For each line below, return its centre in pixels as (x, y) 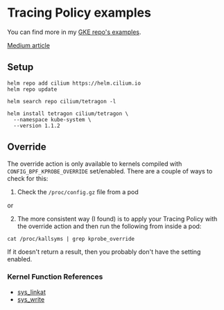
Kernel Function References (55, 277)
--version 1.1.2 (37, 126)
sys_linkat (32, 292)
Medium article (29, 45)
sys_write (31, 299)
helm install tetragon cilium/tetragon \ (68, 113)
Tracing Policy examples (79, 13)
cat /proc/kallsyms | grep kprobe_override (71, 239)
